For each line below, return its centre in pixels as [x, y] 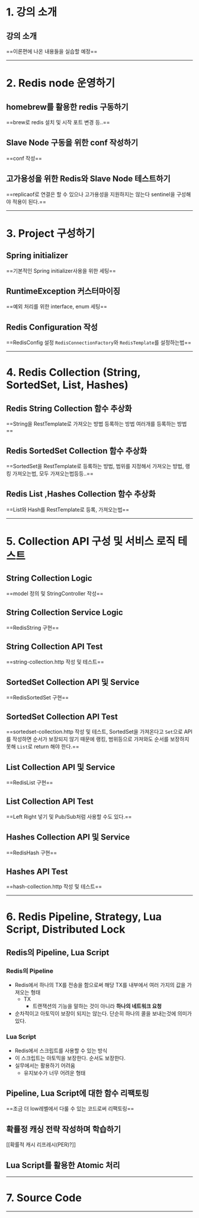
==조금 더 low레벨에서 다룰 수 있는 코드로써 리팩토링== [70, 1109]
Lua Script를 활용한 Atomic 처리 [63, 1165]
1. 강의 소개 [32, 12]
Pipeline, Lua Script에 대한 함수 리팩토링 [78, 1093]
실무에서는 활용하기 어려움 [45, 1065]
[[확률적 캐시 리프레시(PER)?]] [41, 1145]
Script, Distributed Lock [66, 929]
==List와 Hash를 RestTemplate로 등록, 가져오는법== [68, 509]
